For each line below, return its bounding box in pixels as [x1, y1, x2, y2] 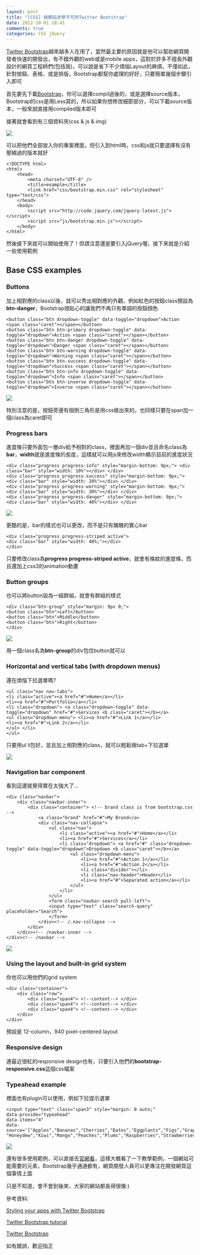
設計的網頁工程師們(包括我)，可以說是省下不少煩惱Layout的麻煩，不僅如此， [6, 63, 193, 70]
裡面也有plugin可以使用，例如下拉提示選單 [6, 1094, 110, 1101]
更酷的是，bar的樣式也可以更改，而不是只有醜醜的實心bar [6, 522, 148, 529]
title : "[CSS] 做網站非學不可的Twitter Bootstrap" [6, 14, 127, 20]
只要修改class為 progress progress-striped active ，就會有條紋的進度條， [6, 555, 186, 563]
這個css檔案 [45, 1065, 75, 1072]
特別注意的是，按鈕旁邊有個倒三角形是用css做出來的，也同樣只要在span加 [6, 406, 189, 414]
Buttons [6, 283, 30, 291]
